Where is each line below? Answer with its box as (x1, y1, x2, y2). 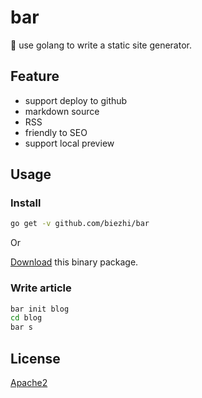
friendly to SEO (24, 126, 88, 138)
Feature (10, 68, 60, 85)
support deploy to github (24, 94, 128, 106)
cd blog (10, 313, 43, 323)
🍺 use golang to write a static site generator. (10, 39, 193, 51)
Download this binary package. (10, 256, 139, 268)
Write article (10, 281, 72, 295)
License (10, 350, 61, 367)
